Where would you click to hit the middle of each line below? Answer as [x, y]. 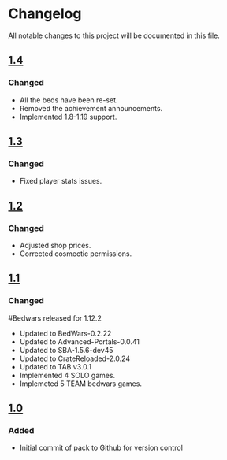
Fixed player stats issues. [61, 181]
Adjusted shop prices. [55, 245]
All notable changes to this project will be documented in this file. [114, 35]
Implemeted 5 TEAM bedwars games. [80, 384]
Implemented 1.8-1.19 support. [68, 117]
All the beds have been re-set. [69, 100]
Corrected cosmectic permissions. [76, 254]
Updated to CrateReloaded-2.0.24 [75, 358]
